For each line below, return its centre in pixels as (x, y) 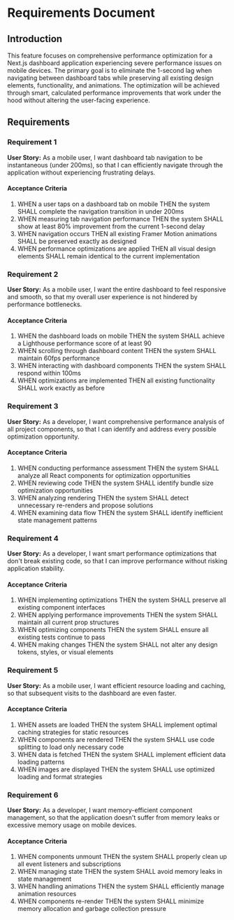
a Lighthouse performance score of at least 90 (84, 343)
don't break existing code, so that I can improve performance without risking (117, 561)
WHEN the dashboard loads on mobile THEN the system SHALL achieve (121, 336)
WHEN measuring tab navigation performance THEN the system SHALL (120, 219)
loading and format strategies (60, 776)
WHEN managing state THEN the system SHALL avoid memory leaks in (120, 872)
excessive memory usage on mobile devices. (72, 825)
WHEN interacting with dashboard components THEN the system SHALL (122, 366)
